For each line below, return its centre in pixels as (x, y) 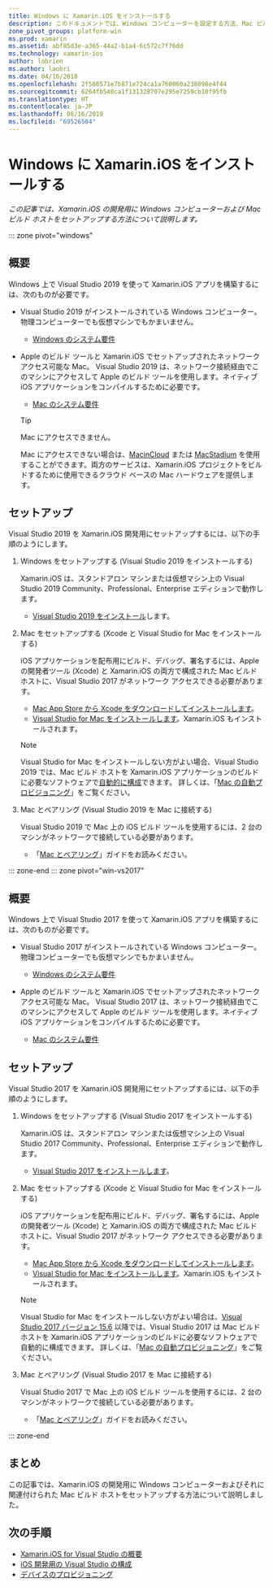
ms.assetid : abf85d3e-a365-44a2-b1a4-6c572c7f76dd (96, 46)
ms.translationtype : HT (49, 99)
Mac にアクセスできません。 (67, 437)
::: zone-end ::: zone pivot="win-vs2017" (76, 871)
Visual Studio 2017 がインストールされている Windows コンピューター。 (141, 947)
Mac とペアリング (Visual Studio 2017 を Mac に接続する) (116, 1375)
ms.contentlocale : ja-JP (50, 107)
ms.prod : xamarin (38, 39)
